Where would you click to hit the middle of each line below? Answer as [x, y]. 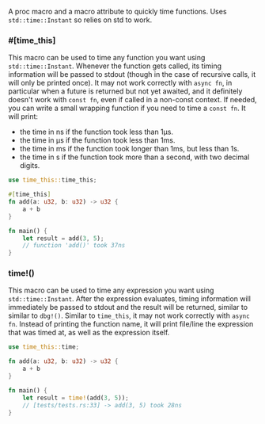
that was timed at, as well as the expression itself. [89, 333]
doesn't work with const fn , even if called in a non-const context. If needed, [132, 100]
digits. [30, 166]
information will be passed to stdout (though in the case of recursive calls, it [132, 74]
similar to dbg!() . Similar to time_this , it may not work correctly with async [129, 315]
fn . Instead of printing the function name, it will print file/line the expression [131, 324]
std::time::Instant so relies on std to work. [80, 20]
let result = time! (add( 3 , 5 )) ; [76, 398]
